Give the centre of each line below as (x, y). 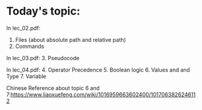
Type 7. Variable (26, 76)
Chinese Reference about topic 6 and (53, 88)
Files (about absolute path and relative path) (71, 40)
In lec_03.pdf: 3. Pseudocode (43, 58)
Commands (30, 46)
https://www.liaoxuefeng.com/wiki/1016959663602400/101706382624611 (103, 94)
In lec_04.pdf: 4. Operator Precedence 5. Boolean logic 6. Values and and (98, 70)
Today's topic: (43, 11)
